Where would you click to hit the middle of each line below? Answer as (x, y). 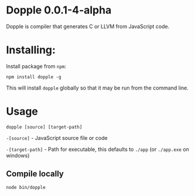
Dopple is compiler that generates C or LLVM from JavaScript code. (88, 26)
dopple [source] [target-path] (44, 127)
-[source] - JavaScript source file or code (57, 137)
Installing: (31, 50)
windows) (18, 155)
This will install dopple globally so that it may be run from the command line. (97, 88)
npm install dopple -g (34, 77)
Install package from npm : (36, 66)
